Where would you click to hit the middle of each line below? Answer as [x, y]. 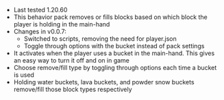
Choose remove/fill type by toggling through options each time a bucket [115, 68]
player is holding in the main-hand [62, 24]
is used [24, 75]
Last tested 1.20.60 [40, 10]
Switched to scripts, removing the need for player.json [100, 39]
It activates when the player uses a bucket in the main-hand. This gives [114, 53]
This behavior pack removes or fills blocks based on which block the [110, 17]
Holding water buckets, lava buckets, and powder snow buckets [104, 82]
